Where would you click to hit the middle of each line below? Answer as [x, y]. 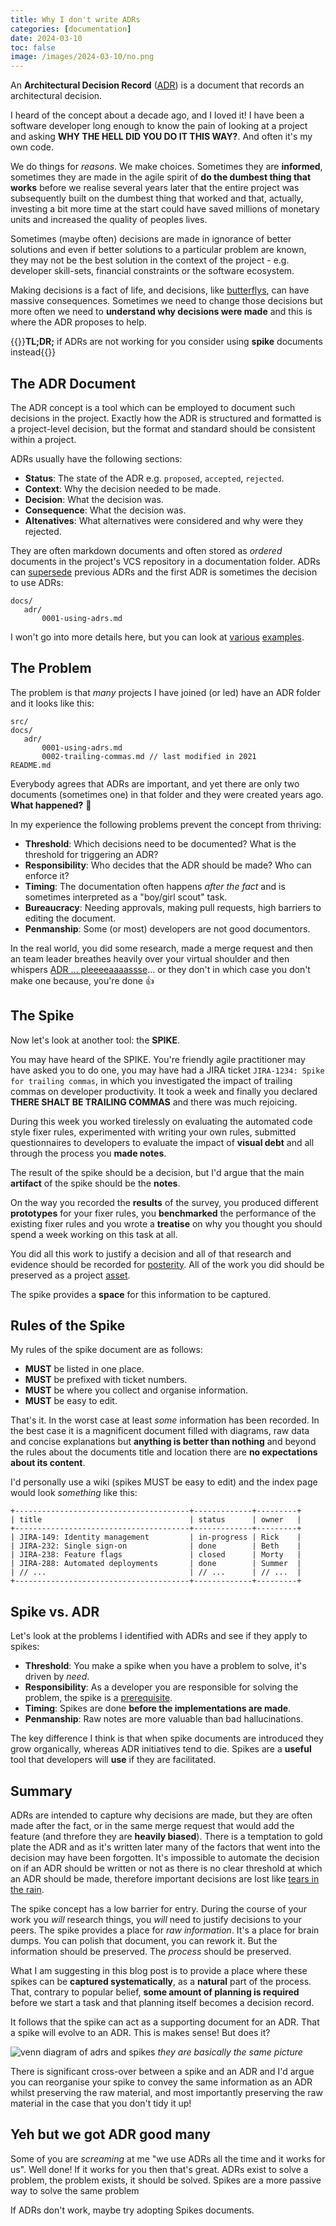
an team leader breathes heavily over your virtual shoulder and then [150, 958]
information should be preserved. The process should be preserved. [151, 1951]
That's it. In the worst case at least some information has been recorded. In [165, 1420]
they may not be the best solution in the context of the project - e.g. [150, 260]
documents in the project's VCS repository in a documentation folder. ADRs [165, 561]
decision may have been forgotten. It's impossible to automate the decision [165, 1857]
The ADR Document [73, 383]
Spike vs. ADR [55, 1611]
